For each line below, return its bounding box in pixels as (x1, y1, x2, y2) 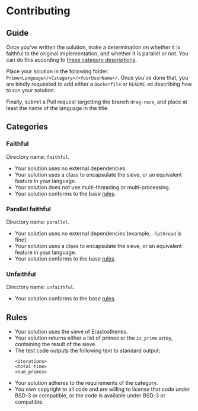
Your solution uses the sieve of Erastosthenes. (14, 328, 129, 335)
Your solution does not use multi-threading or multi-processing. (14, 183, 171, 191)
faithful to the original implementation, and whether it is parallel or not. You (6, 50, 189, 57)
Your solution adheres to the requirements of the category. (14, 379, 158, 387)
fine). (14, 236, 28, 243)
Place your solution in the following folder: (6, 68, 109, 75)
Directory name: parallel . (6, 218, 70, 225)
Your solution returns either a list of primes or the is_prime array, (14, 334, 173, 341)
